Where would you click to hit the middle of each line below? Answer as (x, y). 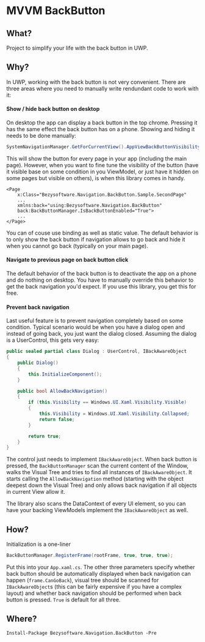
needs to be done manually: (41, 136)
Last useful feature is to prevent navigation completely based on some (95, 321)
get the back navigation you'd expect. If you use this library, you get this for (101, 287)
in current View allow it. (36, 492)
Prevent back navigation (38, 307)
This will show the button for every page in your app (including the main (97, 158)
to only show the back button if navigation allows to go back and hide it (96, 239)
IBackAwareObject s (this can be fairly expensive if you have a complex (94, 586)
